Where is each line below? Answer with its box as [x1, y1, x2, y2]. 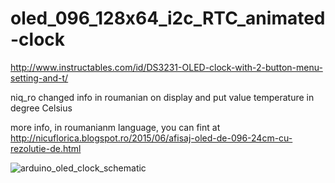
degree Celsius [10, 102, 73, 114]
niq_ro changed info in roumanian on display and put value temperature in [10, 91, 315, 103]
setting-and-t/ [10, 72, 69, 84]
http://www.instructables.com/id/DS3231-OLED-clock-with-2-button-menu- [10, 61, 323, 73]
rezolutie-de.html [10, 142, 82, 154]
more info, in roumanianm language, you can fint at [10, 121, 221, 133]
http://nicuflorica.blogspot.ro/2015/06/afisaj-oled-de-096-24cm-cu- [10, 132, 293, 144]
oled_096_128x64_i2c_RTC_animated [10, 7, 326, 30]
